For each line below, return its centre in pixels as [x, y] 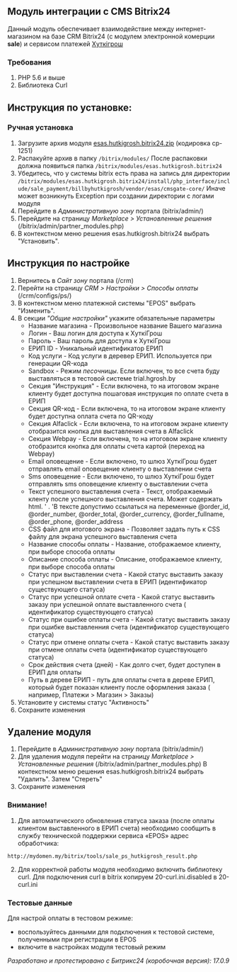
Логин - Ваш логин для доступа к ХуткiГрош [95, 333]
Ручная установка [40, 128]
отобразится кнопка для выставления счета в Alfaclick [111, 431]
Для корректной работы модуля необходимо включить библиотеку [120, 869]
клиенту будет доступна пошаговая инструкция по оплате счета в [128, 393]
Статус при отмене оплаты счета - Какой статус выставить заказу [129, 642]
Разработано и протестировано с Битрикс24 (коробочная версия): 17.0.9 [118, 961]
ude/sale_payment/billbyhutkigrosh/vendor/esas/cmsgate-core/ [111, 189]
